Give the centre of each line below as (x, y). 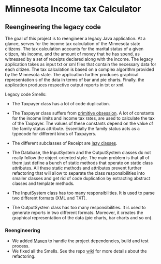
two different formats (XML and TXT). (49, 198)
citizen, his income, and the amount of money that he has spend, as (73, 54)
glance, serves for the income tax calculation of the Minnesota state (73, 44)
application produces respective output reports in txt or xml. (65, 85)
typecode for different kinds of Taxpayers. (54, 134)
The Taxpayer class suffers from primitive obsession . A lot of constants (83, 113)
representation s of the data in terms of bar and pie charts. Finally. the (75, 80)
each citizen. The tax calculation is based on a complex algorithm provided (80, 69)
